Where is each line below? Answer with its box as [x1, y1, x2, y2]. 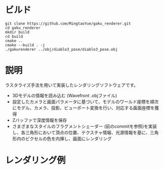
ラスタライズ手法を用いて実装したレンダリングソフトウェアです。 [5, 82, 138, 88]
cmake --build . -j [5, 42, 45, 47]
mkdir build [5, 30, 30, 34]
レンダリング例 [5, 155, 66, 166]
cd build [5, 34, 23, 39]
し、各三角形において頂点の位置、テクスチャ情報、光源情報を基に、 [12, 129, 150, 135]
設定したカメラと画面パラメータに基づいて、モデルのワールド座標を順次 [12, 99, 159, 104]
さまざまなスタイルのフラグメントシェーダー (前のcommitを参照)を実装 [12, 123, 157, 129]
